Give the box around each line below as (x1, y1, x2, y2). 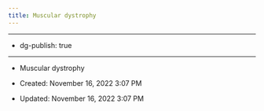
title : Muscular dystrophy (8, 11, 97, 20)
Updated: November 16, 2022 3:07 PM (19, 94, 144, 103)
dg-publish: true (19, 40, 72, 50)
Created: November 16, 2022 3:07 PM (19, 78, 142, 87)
